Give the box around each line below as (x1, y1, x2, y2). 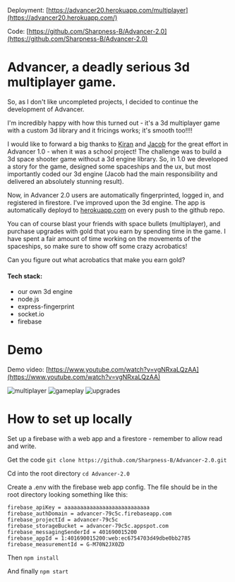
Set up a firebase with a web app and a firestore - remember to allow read (7, 435, 222, 443)
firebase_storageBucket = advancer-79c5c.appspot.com (7, 523, 169, 530)
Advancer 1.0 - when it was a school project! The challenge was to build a (7, 147, 222, 156)
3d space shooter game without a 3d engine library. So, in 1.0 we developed (7, 154, 228, 163)
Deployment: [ (7, 6, 49, 14)
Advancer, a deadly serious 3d (7, 59, 191, 75)
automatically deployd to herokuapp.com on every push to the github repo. (7, 206, 225, 214)
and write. (7, 442, 37, 450)
